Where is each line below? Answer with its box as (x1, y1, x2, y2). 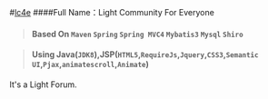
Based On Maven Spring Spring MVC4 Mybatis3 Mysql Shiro (31, 28, 243, 39)
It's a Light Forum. (9, 79, 77, 90)
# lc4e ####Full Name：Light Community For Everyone (9, 7, 215, 17)
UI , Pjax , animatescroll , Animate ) (31, 59, 150, 70)
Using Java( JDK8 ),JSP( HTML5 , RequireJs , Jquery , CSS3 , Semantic (31, 49, 259, 60)
